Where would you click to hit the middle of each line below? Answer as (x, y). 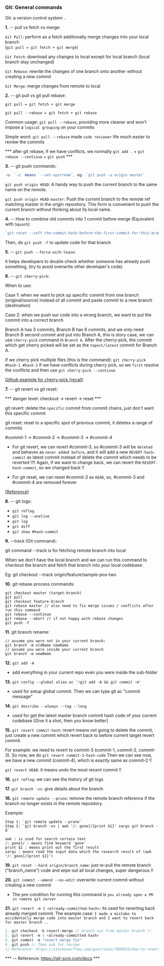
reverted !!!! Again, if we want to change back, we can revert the (77, 462)
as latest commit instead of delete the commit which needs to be (92, 457)
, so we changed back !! (60, 468)
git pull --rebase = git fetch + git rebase (51, 113)
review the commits (25, 142)
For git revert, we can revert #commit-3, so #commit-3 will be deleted (82, 447)
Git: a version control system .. (36, 18)
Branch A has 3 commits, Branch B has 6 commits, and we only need (74, 329)
